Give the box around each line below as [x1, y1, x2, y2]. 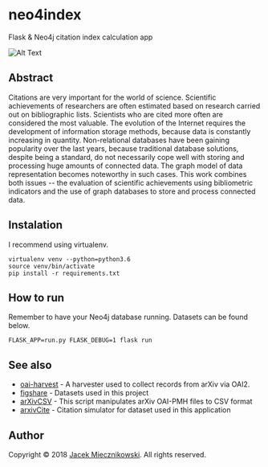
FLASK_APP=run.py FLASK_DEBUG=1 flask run [8, 336, 152, 345]
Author [8, 428, 44, 442]
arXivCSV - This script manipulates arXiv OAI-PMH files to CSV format [19, 396, 253, 407]
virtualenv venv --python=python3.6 [8, 255, 131, 263]
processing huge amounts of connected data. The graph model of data [8, 161, 243, 170]
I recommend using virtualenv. [8, 240, 108, 249]
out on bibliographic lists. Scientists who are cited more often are [8, 109, 223, 119]
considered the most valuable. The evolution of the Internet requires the [8, 118, 246, 128]
